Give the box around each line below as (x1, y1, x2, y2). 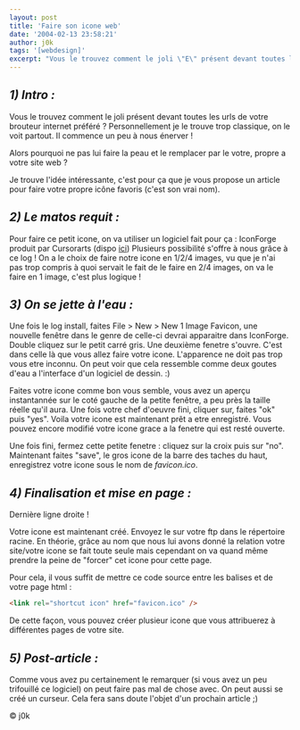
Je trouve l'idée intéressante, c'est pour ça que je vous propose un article (9, 174, 280, 185)
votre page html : (9, 582, 72, 593)
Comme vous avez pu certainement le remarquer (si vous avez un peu (9, 674, 268, 684)
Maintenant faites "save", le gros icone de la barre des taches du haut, (9, 450, 268, 460)
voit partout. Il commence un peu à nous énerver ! (9, 130, 194, 141)
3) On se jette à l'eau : (9, 297, 134, 312)
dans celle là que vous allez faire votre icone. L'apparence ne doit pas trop (9, 349, 283, 360)
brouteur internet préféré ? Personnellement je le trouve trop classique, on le (9, 120, 291, 131)
